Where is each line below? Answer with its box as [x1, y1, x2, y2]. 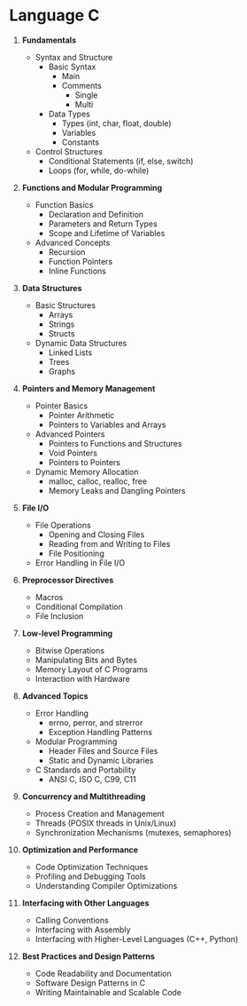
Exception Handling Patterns [48, 726, 153, 737]
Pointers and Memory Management [21, 383, 156, 393]
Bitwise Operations [35, 645, 104, 655]
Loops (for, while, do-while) [48, 165, 150, 176]
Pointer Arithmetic [48, 409, 115, 420]
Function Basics [35, 199, 94, 210]
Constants [61, 137, 100, 147]
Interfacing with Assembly [35, 924, 131, 935]
